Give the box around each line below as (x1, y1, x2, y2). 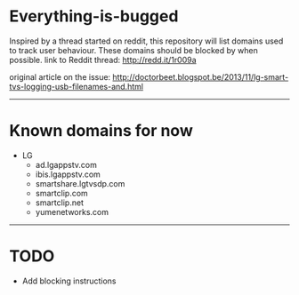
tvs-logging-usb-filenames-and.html (9, 81, 144, 92)
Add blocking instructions (21, 275, 117, 286)
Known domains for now (9, 121, 193, 141)
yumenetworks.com (35, 206, 109, 217)
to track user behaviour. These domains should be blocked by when (9, 44, 258, 55)
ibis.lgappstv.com (35, 169, 101, 179)
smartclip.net (35, 197, 85, 208)
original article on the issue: (9, 71, 111, 82)
